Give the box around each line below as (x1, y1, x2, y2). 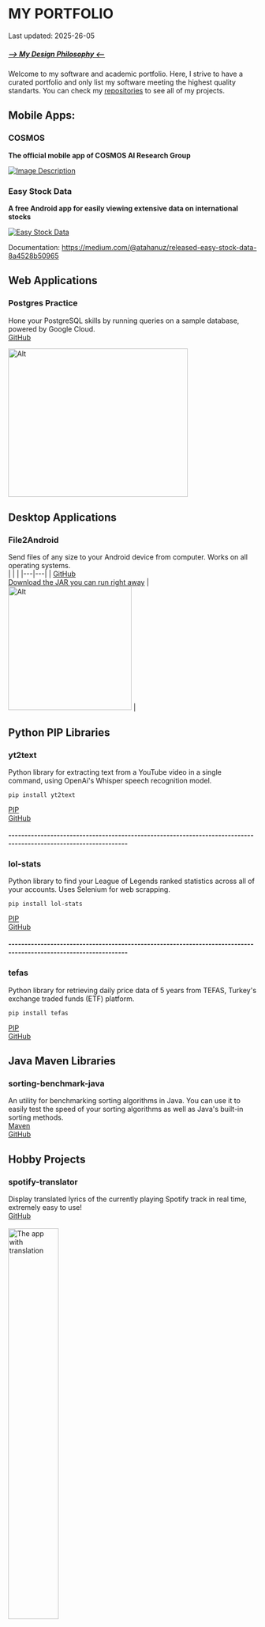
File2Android (8, 534, 59, 545)
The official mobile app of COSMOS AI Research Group (8, 150, 191, 160)
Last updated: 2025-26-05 (8, 31, 95, 40)
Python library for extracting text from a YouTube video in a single (8, 767, 222, 776)
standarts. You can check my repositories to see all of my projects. (8, 85, 225, 95)
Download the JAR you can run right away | (8, 578, 150, 587)
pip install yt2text (8, 791, 77, 799)
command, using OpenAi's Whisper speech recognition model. (8, 776, 212, 785)
